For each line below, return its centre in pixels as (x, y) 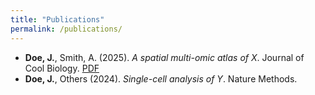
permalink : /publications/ (66, 29)
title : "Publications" (57, 19)
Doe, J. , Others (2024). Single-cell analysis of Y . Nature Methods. (161, 78)
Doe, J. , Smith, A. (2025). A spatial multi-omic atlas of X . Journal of (164, 57)
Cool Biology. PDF (62, 68)
